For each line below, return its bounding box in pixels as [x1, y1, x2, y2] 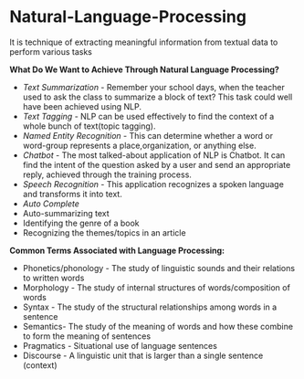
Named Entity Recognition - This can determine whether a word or [22, 130, 274, 141]
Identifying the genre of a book [22, 217, 140, 228]
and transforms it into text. [22, 188, 123, 199]
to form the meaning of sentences [22, 331, 152, 342]
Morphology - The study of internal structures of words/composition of [22, 281, 290, 293]
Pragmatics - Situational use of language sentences [22, 340, 217, 351]
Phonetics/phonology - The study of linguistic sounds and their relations [22, 262, 295, 273]
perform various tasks [9, 46, 93, 57]
